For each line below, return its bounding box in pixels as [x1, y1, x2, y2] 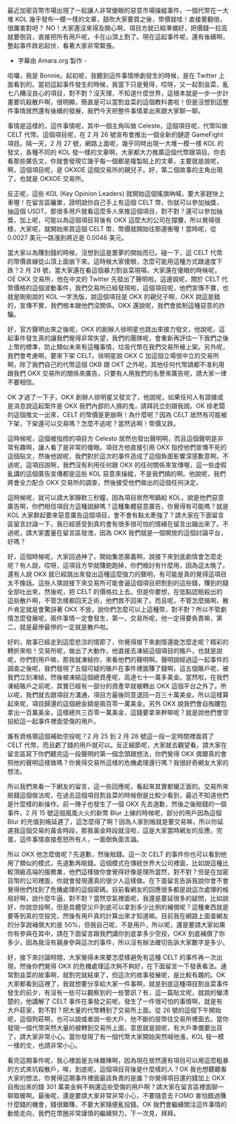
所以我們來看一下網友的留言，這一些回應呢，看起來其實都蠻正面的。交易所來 [7, 782, 229, 791]
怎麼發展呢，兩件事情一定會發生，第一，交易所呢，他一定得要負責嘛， [13, 614, 216, 622]
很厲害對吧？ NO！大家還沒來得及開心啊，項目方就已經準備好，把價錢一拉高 [7, 24, 228, 32]
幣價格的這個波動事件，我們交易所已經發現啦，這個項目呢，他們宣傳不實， [7, 284, 223, 292]
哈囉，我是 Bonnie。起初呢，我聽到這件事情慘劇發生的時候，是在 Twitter [7, 71, 217, 80]
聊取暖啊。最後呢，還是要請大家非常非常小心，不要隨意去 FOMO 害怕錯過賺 [7, 1092, 227, 1099]
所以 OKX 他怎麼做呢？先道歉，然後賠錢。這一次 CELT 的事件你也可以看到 [7, 850, 221, 858]
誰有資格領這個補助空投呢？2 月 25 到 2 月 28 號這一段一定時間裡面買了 [7, 732, 214, 740]
